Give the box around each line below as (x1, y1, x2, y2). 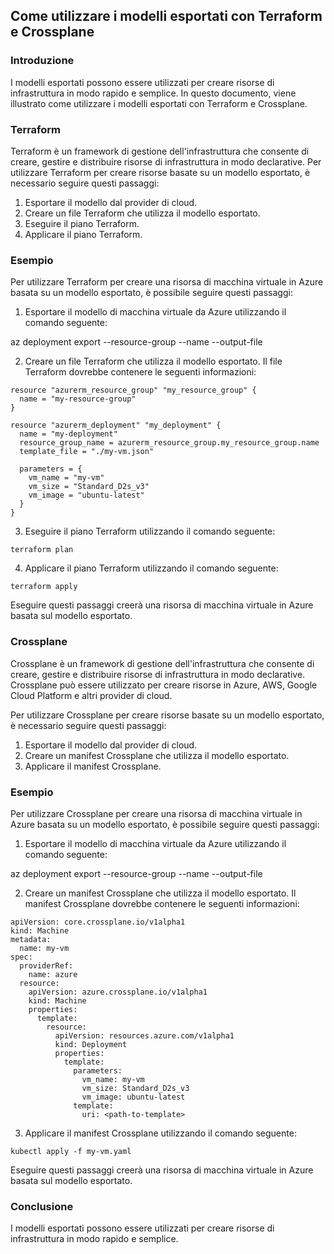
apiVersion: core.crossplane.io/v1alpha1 (10, 917, 186, 927)
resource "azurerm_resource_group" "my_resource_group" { (10, 385, 257, 396)
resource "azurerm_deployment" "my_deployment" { (10, 420, 222, 431)
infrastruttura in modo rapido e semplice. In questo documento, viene (10, 87, 297, 99)
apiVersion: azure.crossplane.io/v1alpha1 (28, 987, 208, 997)
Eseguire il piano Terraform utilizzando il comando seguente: (24, 525, 276, 538)
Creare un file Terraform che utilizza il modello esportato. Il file (24, 355, 283, 368)
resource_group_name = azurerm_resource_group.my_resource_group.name (19, 438, 320, 448)
